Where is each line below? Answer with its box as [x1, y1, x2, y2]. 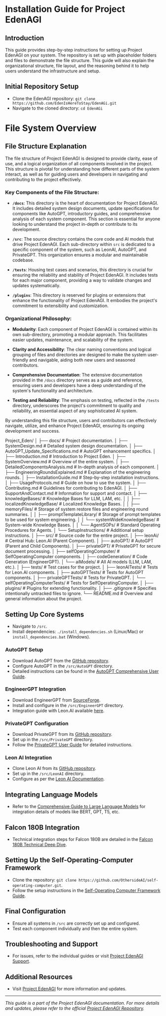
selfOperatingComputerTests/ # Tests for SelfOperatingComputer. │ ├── [5, 580, 154, 586]
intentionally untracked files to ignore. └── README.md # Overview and [5, 590, 153, 596]
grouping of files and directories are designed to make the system [12, 352, 147, 358]
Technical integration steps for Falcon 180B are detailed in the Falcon [12, 836, 153, 842]
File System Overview [5, 123, 97, 133]
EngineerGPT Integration [5, 686, 66, 693]
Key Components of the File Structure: [5, 189, 99, 195]
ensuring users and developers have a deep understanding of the [12, 382, 146, 388]
